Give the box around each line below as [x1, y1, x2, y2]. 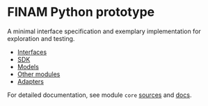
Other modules [17, 70, 61, 78]
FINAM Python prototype [7, 4, 155, 20]
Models [17, 62, 40, 71]
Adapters [17, 77, 44, 85]
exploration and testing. [7, 34, 75, 42]
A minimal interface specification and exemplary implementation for [7, 27, 202, 35]
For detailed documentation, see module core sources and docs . [7, 91, 192, 99]
